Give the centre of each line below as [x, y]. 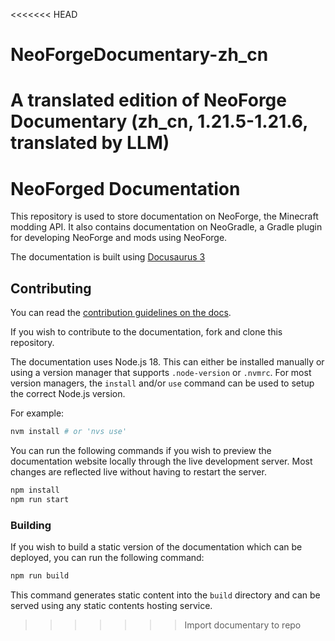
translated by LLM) [90, 143]
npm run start [40, 499]
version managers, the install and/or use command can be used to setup [162, 383]
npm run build [40, 576]
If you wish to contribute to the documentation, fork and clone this [146, 332]
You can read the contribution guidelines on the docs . [121, 313]
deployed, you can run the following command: [107, 558]
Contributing [51, 288]
